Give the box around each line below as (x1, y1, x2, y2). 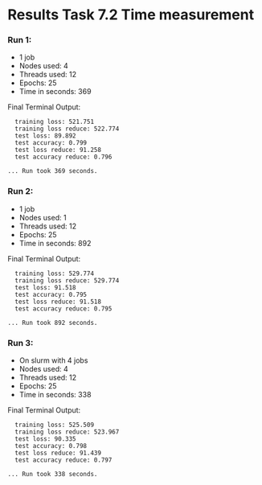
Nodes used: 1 (18, 212, 67, 222)
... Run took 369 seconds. (7, 167, 98, 175)
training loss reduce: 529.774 (14, 276, 120, 285)
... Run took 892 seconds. (7, 319, 98, 327)
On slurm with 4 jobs (18, 356, 88, 365)
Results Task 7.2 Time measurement (7, 6, 255, 24)
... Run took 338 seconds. (7, 471, 98, 479)
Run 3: (7, 337, 34, 348)
